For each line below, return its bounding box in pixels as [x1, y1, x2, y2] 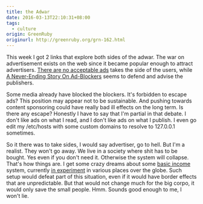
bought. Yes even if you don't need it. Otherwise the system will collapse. [6, 154, 189, 161]
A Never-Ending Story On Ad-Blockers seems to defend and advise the [6, 73, 183, 80]
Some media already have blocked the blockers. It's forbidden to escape [6, 91, 187, 98]
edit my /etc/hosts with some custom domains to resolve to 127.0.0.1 [6, 123, 175, 130]
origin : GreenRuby [6, 31, 53, 37]
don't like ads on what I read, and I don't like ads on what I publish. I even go [6, 116, 197, 124]
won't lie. [6, 193, 29, 199]
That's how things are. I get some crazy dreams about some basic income [6, 161, 191, 167]
